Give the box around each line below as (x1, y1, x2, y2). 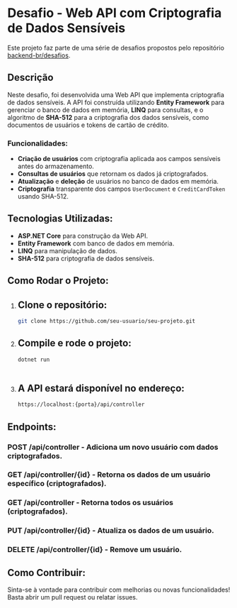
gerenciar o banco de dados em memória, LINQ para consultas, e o (7, 105, 204, 114)
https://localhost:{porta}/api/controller (17, 401, 145, 409)
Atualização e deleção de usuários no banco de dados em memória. (17, 177, 219, 186)
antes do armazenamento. (17, 162, 94, 171)
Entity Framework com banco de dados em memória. (17, 239, 175, 248)
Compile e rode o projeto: (17, 337, 132, 349)
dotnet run (17, 356, 50, 363)
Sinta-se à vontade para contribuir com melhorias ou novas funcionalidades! (7, 585, 231, 594)
